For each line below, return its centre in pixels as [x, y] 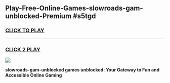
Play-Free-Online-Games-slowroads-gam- [74, 8]
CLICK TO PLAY [25, 31]
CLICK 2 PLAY [23, 49]
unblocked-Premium [38, 16]
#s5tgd [84, 16]
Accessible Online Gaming [34, 75]
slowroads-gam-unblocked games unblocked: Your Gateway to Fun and [82, 69]
